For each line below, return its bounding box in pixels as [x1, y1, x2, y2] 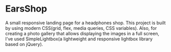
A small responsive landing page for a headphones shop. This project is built [5, 20, 166, 26]
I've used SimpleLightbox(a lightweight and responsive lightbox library [5, 36, 153, 42]
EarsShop [5, 3, 47, 15]
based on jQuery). [5, 41, 43, 47]
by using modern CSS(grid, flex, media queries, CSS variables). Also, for [5, 25, 157, 31]
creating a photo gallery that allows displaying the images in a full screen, [5, 30, 159, 36]
